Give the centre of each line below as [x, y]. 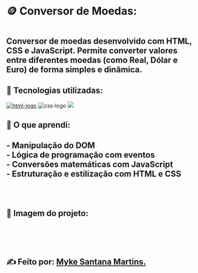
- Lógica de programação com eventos [81, 155]
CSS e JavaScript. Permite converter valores [92, 51]
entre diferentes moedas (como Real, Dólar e [92, 60]
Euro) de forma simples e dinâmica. [74, 70]
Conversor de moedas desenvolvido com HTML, [99, 42]
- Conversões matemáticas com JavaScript [90, 164]
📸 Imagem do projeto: [48, 213]
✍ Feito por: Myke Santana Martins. [76, 262]
